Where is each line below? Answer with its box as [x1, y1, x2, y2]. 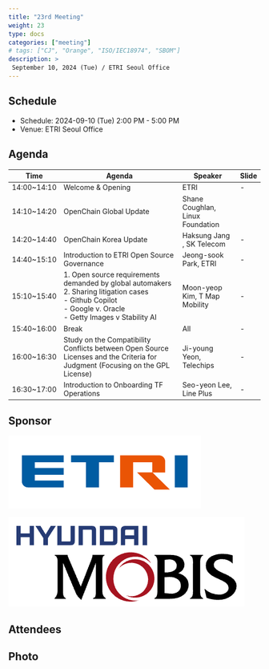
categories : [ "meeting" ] [8, 39, 91, 47]
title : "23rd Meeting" [8, 13, 84, 21]
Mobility [182, 299, 210, 309]
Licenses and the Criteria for [63, 351, 158, 361]
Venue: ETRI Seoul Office [19, 124, 103, 134]
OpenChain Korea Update [63, 235, 148, 245]
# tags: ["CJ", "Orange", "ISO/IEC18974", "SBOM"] [8, 47, 181, 55]
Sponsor [8, 414, 52, 428]
